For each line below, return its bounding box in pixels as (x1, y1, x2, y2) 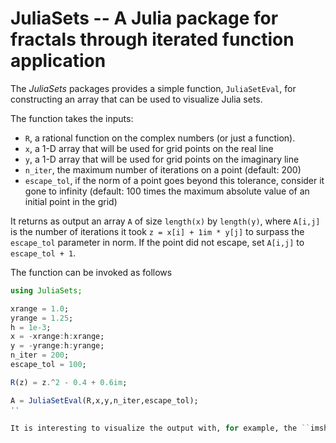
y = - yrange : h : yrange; (10, 341, 105, 351)
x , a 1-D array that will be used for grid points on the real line (24, 142, 274, 154)
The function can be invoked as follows (10, 266, 173, 278)
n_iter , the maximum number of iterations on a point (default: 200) (24, 163, 302, 176)
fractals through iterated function (10, 28, 295, 51)
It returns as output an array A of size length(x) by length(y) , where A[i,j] (10, 215, 321, 227)
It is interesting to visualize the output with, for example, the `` (10, 423, 311, 433)
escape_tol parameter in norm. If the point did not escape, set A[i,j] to (10, 236, 305, 248)
